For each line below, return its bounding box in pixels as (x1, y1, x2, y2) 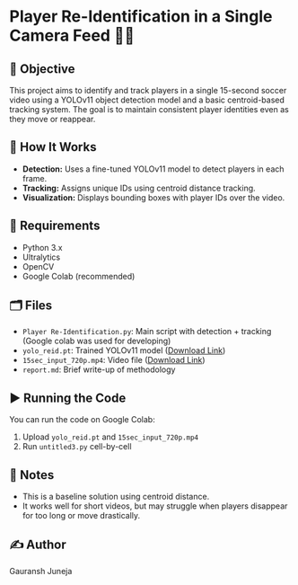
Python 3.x (22, 242, 63, 253)
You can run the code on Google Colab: (9, 414, 155, 425)
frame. (22, 173, 48, 183)
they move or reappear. (9, 114, 96, 124)
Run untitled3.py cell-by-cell (22, 441, 132, 452)
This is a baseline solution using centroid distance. (22, 492, 210, 502)
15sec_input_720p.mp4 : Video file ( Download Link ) (22, 355, 206, 366)
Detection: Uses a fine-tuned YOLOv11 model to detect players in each (22, 164, 285, 174)
